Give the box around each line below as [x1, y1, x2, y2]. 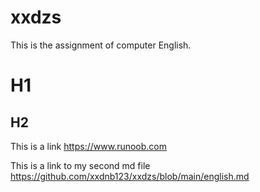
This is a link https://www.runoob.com [10, 140, 168, 152]
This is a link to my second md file [10, 159, 151, 171]
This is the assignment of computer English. [10, 39, 192, 51]
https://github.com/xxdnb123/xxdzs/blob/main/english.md [10, 170, 250, 182]
